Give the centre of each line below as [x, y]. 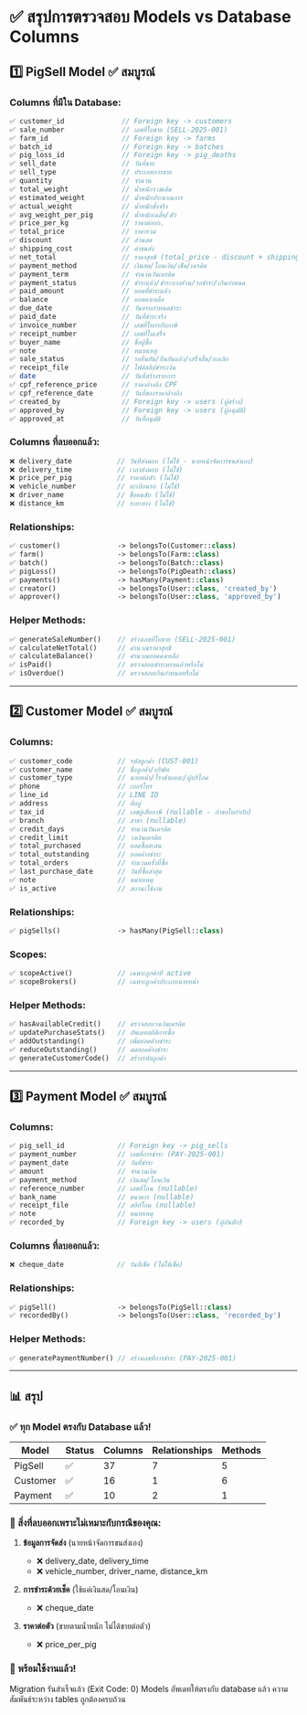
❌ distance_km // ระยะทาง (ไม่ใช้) [93, 504]
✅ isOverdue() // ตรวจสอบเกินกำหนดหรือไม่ [104, 674]
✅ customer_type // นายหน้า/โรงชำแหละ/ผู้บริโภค [109, 778]
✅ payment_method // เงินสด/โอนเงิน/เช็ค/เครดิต [108, 266]
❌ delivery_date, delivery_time [92, 1561]
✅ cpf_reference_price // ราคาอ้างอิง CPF [94, 385]
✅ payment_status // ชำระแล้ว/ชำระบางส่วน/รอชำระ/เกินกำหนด [127, 282]
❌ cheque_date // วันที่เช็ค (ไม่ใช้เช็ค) [96, 1265]
